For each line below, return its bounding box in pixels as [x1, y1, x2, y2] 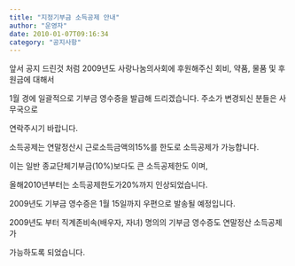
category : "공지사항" [9, 37, 82, 47]
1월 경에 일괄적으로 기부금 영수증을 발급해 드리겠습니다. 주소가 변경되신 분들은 [9, 93, 277, 104]
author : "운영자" [9, 21, 68, 30]
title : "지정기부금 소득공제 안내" [9, 12, 120, 22]
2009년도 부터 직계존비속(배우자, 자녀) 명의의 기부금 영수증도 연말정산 [9, 217, 252, 228]
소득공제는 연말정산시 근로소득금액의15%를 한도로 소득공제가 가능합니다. [9, 142, 260, 153]
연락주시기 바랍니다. [9, 123, 78, 134]
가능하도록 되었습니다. [9, 247, 86, 258]
